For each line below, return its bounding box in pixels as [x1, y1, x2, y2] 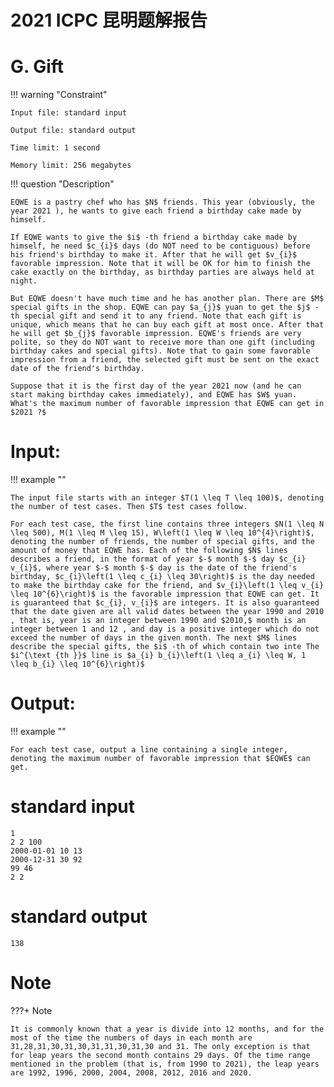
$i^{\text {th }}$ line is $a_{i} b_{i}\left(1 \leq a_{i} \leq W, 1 [10, 651, 307, 661]
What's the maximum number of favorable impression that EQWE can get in [10, 399, 325, 409]
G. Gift [10, 56, 65, 78]
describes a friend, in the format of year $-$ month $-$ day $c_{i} [10, 554, 307, 565]
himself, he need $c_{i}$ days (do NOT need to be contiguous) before [10, 241, 311, 251]
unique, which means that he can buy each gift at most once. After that [10, 320, 325, 330]
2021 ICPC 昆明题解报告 [10, 9, 208, 32]
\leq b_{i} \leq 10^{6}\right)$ [10, 659, 145, 670]
